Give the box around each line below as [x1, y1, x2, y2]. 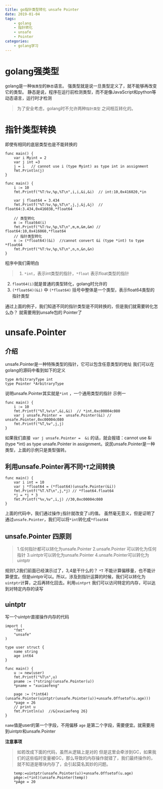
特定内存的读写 [13, 586, 44, 592]
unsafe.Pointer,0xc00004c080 [5, 417, 64, 422]
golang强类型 [5, 66, 59, 77]
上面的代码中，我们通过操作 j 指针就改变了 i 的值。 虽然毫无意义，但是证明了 [5, 510, 155, 516]
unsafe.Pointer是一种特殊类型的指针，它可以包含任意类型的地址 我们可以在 [5, 361, 154, 367]
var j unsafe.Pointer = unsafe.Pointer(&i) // [14, 413, 112, 418]
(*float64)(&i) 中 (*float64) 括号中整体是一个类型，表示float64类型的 [12, 287, 155, 293]
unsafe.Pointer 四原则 [5, 532, 72, 541]
